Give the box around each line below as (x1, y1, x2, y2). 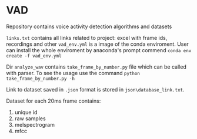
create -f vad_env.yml (6, 53, 62, 59)
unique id (14, 109, 38, 116)
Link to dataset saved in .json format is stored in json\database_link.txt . (6, 86, 185, 93)
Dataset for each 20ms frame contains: (6, 97, 101, 104)
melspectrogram (14, 121, 55, 128)
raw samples (14, 115, 46, 122)
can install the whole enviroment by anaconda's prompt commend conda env (6, 46, 192, 53)
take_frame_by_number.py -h (6, 76, 75, 82)
